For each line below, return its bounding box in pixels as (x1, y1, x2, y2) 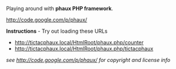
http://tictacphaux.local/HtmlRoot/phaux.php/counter (14, 39, 144, 46)
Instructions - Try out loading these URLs (6, 27, 108, 34)
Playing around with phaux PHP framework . (6, 5, 114, 12)
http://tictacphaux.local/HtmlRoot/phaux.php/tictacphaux (14, 45, 154, 52)
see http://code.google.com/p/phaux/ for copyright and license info (6, 57, 171, 63)
